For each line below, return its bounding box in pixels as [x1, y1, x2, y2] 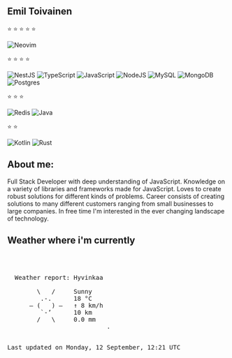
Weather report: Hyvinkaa [14, 274, 103, 282]
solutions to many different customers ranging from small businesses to [7, 199, 214, 208]
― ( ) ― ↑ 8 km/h [29, 301, 103, 310]
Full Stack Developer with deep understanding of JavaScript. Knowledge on [7, 177, 226, 186]
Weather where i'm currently [7, 234, 136, 246]
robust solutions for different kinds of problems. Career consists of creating [7, 192, 225, 200]
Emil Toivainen [7, 6, 73, 17]
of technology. [7, 214, 49, 223]
